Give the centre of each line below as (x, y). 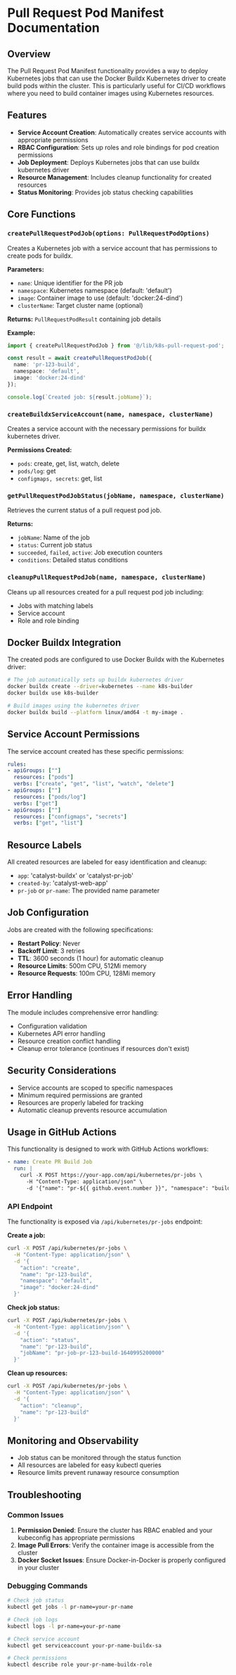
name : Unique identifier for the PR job (70, 282)
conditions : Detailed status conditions (73, 560)
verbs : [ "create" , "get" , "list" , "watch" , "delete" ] (94, 784)
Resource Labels (45, 845)
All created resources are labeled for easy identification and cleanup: (107, 862)
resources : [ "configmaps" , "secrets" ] (71, 816)
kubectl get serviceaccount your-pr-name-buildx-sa (84, 1645)
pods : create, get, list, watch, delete (68, 463)
